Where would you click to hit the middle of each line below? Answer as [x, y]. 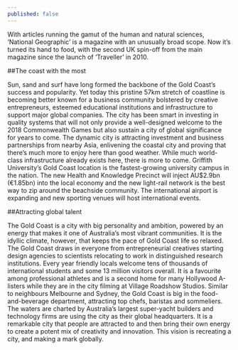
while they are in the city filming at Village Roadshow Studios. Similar [128, 286]
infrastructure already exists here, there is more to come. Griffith [118, 160]
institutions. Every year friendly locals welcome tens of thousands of [108, 263]
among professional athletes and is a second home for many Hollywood [112, 278]
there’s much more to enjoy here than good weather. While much [102, 152]
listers [16, 286]
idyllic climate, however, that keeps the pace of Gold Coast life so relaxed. [115, 240]
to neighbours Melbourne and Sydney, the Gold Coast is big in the [104, 293]
